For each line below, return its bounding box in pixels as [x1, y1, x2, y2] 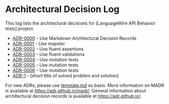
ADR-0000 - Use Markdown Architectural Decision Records [12, 35, 137, 41]
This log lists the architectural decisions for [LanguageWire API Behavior [5, 20, 155, 26]
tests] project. [5, 25, 34, 31]
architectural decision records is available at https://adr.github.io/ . [5, 93, 142, 99]
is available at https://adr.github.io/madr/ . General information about [5, 87, 146, 93]
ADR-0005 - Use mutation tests [12, 62, 79, 68]
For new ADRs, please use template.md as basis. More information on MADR [5, 82, 164, 88]
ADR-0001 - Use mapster [12, 40, 66, 46]
